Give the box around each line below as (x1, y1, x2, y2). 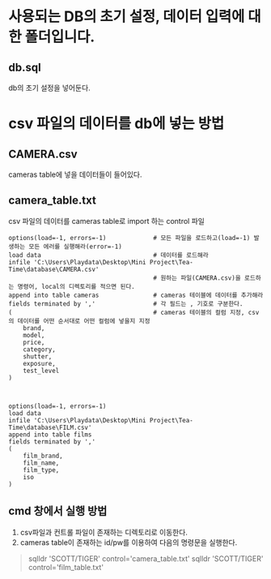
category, (23, 345, 57, 354)
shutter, (23, 352, 53, 361)
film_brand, (23, 452, 63, 460)
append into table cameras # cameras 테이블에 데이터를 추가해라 (8, 291, 264, 299)
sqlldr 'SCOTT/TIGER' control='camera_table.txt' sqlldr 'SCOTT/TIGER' (28, 553, 264, 564)
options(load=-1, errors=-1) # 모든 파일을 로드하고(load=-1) (8, 234, 251, 242)
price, (23, 338, 45, 346)
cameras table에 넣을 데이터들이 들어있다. (8, 169, 142, 179)
